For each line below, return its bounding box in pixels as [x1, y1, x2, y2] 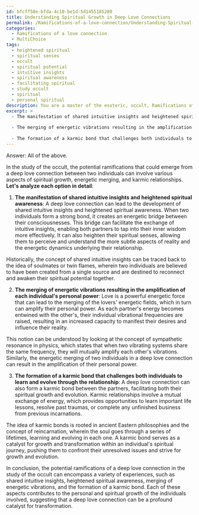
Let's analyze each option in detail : [6, 182, 94, 189]
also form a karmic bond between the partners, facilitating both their [14, 384, 182, 392]
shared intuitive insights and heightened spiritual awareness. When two [14, 206, 190, 214]
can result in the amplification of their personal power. [6, 360, 138, 368]
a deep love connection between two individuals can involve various [6, 170, 173, 177]
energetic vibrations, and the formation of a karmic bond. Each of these [6, 483, 181, 490]
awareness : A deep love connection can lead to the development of [14, 200, 181, 207]
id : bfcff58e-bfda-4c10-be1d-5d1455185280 [6, 8, 113, 15]
